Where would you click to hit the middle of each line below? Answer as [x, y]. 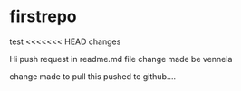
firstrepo [43, 17]
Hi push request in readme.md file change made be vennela [121, 59]
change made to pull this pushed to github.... [93, 76]
